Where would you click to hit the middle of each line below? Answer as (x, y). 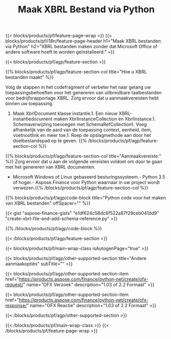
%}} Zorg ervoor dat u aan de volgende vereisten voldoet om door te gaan (84, 162)
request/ (14, 285)
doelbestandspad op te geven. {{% (50, 141)
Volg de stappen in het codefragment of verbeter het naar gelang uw (78, 87)
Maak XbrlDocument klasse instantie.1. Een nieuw (65, 113)
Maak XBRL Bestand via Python (86, 9)
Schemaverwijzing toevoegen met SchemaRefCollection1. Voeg (80, 125)
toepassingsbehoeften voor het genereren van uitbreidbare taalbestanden (83, 93)
